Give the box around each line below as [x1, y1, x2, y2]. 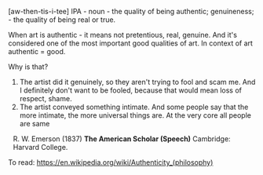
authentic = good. [8, 47, 66, 56]
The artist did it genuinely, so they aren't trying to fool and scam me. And [19, 78, 256, 86]
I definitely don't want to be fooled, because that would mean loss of [19, 86, 242, 95]
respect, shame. [19, 94, 72, 103]
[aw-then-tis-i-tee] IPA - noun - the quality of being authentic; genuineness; [8, 7, 254, 16]
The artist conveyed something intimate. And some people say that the [19, 102, 249, 111]
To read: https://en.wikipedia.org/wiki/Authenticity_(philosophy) [8, 158, 214, 167]
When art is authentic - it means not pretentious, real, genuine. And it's [8, 31, 238, 39]
